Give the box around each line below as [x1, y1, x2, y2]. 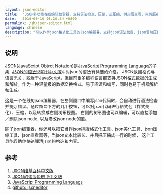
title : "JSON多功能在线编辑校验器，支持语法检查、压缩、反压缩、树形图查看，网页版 [5, 12, 156, 17]
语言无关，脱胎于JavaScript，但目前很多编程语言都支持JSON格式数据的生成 [5, 75, 157, 81]
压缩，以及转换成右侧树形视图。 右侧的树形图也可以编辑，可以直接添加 [15, 109, 157, 115]
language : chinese [5, 25, 42, 30]
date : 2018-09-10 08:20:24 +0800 [5, 16, 77, 21]
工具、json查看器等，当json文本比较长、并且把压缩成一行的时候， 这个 [9, 132, 150, 138]
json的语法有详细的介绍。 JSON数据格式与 [70, 69, 155, 74]
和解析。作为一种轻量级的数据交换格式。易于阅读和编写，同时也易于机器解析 [5, 81, 158, 87]
